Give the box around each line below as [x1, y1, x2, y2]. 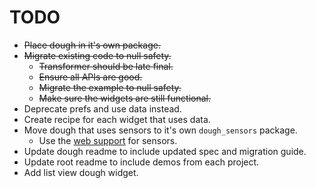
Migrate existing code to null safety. [23, 49, 172, 61]
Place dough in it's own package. [23, 39, 161, 51]
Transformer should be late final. [38, 60, 174, 72]
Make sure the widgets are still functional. [38, 92, 212, 104]
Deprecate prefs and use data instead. [23, 102, 182, 115]
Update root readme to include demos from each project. [23, 156, 260, 168]
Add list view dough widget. [23, 166, 139, 178]
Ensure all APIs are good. [38, 71, 143, 83]
